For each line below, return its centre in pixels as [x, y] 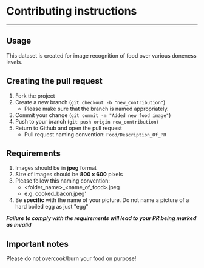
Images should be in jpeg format [56, 168]
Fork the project [35, 96]
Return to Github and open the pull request [69, 128]
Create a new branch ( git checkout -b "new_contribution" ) [90, 102]
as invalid [19, 225]
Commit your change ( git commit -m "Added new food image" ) [93, 115]
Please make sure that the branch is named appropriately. [96, 109]
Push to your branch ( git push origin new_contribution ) [87, 121]
